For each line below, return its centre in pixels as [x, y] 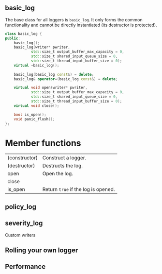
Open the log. [58, 173]
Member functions [43, 143]
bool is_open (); [30, 114]
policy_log [21, 207]
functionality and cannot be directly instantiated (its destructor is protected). [81, 25]
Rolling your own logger [42, 250]
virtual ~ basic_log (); [37, 65]
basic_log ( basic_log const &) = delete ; [54, 74]
